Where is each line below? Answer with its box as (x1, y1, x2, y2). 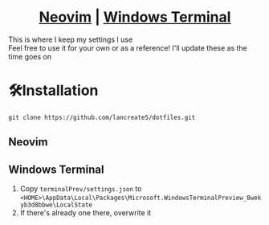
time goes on (8, 51, 52, 61)
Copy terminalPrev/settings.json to (19, 184, 142, 194)
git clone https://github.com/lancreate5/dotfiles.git (8, 113, 196, 121)
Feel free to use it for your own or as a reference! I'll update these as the (8, 43, 247, 52)
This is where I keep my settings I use (8, 35, 133, 44)
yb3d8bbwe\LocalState (19, 201, 92, 209)
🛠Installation (8, 81, 99, 100)
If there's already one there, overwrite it (19, 208, 152, 218)
